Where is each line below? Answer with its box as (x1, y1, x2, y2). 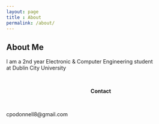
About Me (6, 42, 44, 52)
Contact (90, 87, 112, 95)
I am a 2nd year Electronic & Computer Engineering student (6, 58, 153, 65)
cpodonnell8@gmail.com (6, 111, 68, 118)
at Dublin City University (6, 64, 67, 72)
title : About (6, 14, 42, 20)
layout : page (6, 8, 39, 15)
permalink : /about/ (6, 20, 55, 26)
